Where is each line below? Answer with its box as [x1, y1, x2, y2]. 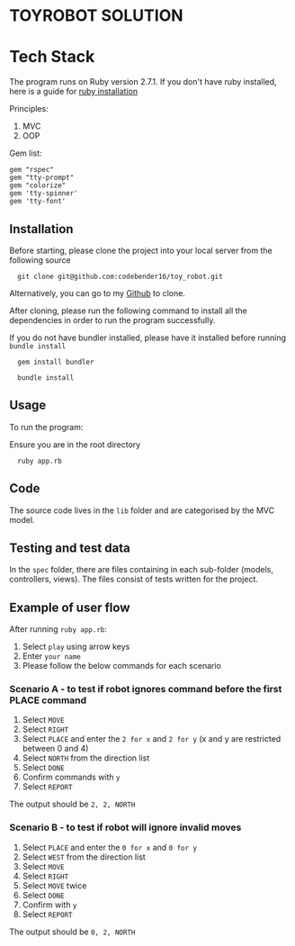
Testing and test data [9, 540, 130, 555]
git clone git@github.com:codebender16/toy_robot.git [17, 272, 223, 281]
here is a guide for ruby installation [9, 86, 138, 97]
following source [9, 254, 71, 266]
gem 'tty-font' [9, 197, 67, 206]
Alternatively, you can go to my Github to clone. [9, 287, 186, 298]
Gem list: [9, 148, 42, 158]
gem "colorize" [9, 181, 67, 190]
